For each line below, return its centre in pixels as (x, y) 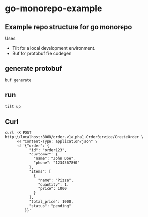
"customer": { (43, 155)
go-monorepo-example (54, 9)
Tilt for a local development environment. (54, 48)
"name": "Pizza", (56, 180)
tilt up (13, 106)
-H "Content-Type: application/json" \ (57, 141)
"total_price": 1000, (51, 202)
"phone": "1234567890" (57, 163)
